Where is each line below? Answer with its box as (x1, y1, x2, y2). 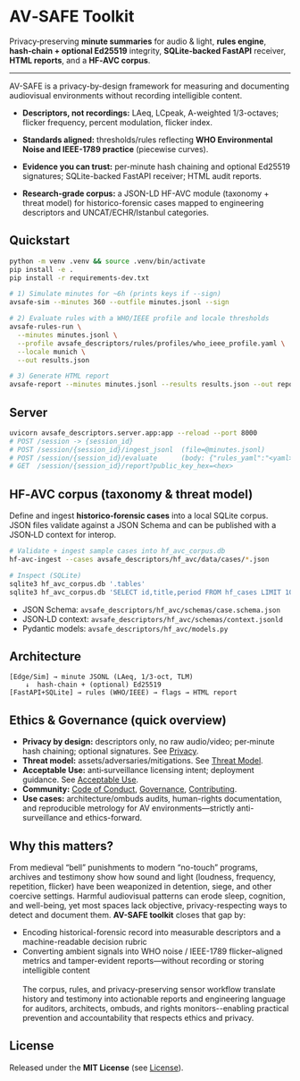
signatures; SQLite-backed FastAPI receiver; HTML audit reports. (21, 170, 262, 181)
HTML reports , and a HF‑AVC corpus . (9, 55, 151, 65)
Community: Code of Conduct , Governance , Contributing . (21, 784, 237, 795)
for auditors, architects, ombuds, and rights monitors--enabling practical (21, 1002, 289, 1013)
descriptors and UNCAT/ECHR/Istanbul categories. (21, 207, 210, 217)
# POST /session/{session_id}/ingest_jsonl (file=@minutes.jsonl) (9, 445, 266, 454)
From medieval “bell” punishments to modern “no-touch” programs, (9, 862, 258, 872)
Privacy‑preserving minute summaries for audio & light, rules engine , (9, 36, 266, 47)
